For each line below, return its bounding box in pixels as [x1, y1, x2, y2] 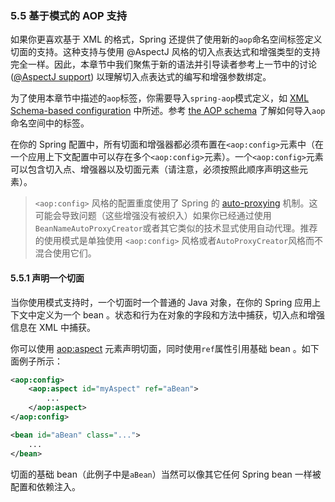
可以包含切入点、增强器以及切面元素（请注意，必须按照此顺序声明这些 [10, 163, 300, 176]
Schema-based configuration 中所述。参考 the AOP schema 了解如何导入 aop [10, 105, 326, 117]
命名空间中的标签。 [10, 117, 90, 129]
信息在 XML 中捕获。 [10, 321, 96, 333]
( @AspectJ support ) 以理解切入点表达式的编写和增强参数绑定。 [10, 71, 272, 83]
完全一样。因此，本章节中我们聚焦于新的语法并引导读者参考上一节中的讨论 [10, 58, 317, 71]
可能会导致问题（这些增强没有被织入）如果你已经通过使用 [34, 210, 272, 222]
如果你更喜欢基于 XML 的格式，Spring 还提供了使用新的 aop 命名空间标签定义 [10, 33, 323, 46]
